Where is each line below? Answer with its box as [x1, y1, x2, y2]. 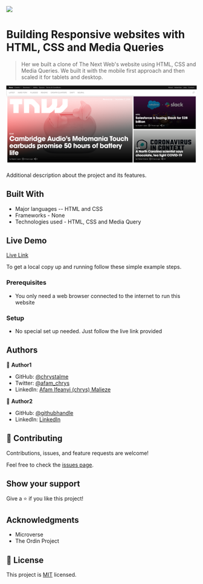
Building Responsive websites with [6, 28, 185, 42]
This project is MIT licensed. [6, 571, 77, 579]
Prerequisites [6, 279, 47, 287]
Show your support [6, 479, 80, 489]
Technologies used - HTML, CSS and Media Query [14, 218, 141, 225]
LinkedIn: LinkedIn [14, 416, 61, 423]
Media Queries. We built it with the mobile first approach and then [21, 67, 185, 74]
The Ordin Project [14, 537, 59, 545]
